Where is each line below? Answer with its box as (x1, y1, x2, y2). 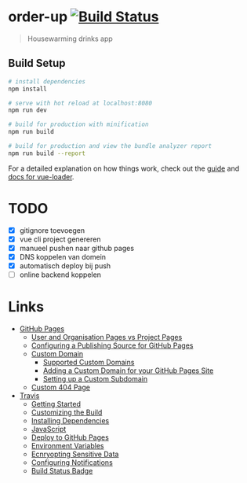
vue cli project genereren (19, 234, 101, 244)
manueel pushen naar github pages (19, 243, 135, 253)
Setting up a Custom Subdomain (42, 374, 147, 383)
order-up (8, 8, 68, 26)
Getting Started (31, 400, 81, 408)
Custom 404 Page (31, 382, 90, 392)
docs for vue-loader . (8, 171, 74, 181)
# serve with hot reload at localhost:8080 (8, 99, 153, 107)
